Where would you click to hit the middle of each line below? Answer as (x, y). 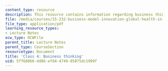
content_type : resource (30, 10)
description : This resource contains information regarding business (79, 14)
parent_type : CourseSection (34, 47)
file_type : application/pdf (34, 24)
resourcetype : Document (30, 51)
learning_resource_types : (32, 28)
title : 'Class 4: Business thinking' (44, 56)
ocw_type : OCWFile (24, 38)
